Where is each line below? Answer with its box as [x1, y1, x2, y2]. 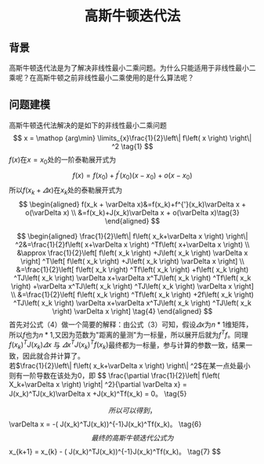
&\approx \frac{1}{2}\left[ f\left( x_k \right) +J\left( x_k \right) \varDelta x [16, 248, 248, 258]
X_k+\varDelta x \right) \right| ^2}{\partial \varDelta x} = [9, 379, 187, 389]
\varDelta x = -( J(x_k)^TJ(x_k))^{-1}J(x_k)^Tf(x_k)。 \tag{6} [9, 419, 202, 429]
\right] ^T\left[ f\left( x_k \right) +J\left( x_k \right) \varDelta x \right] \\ [20, 256, 245, 265]
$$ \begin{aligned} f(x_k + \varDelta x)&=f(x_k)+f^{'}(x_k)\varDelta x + [18, 199, 247, 209]
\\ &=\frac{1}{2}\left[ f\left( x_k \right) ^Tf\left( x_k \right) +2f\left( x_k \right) [11, 290, 254, 299]
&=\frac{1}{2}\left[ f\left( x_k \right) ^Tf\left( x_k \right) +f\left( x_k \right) [16, 265, 249, 274]
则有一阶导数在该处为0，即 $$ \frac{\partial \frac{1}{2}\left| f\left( [9, 371, 220, 380]
